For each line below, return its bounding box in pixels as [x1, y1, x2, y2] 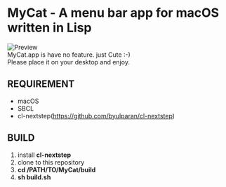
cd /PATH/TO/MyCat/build [17, 165, 96, 174]
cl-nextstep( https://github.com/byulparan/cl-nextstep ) [17, 111, 175, 120]
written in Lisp [7, 20, 92, 36]
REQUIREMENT [7, 78, 75, 90]
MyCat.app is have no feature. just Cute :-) [7, 50, 131, 59]
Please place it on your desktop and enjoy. [7, 57, 130, 66]
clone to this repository [17, 158, 85, 166]
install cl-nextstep [17, 151, 72, 159]
